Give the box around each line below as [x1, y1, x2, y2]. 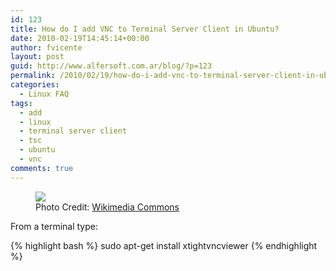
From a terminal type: [10, 220, 98, 232]
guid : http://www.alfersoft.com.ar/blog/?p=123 [10, 61, 213, 71]
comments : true [10, 163, 74, 173]
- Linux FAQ [19, 89, 70, 99]
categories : [10, 80, 60, 90]
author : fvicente [10, 42, 83, 53]
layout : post [10, 52, 65, 62]
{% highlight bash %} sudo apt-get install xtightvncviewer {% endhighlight [10, 239, 318, 251]
